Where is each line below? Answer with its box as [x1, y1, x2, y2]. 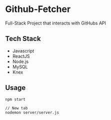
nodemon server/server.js [5, 110, 59, 115]
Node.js [12, 58, 29, 64]
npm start [5, 96, 26, 102]
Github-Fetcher [5, 3, 71, 15]
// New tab [5, 105, 28, 110]
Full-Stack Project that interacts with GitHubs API [5, 20, 106, 26]
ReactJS [12, 53, 30, 59]
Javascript [12, 47, 34, 53]
